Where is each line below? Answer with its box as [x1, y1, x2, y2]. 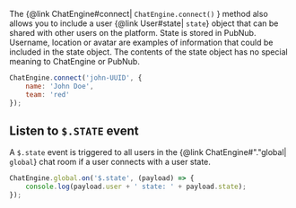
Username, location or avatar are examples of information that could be [9, 37, 274, 48]
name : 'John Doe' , [25, 82, 94, 91]
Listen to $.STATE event [9, 123, 139, 138]
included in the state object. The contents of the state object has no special [9, 47, 289, 57]
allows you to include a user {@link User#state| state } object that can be [9, 18, 279, 29]
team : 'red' [25, 90, 70, 99]
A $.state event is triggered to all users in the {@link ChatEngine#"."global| [9, 147, 287, 158]
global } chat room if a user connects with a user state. [9, 157, 211, 168]
